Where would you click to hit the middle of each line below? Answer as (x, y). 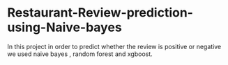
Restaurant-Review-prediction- (100, 13)
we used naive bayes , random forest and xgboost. (80, 54)
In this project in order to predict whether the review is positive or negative (114, 46)
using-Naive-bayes (64, 27)
